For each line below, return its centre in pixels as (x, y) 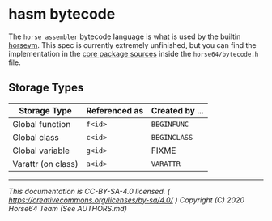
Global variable (41, 151)
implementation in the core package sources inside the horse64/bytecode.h (134, 53)
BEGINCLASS (172, 137)
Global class (36, 137)
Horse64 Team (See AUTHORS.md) (68, 208)
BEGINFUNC (170, 124)
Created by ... (177, 110)
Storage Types (46, 88)
